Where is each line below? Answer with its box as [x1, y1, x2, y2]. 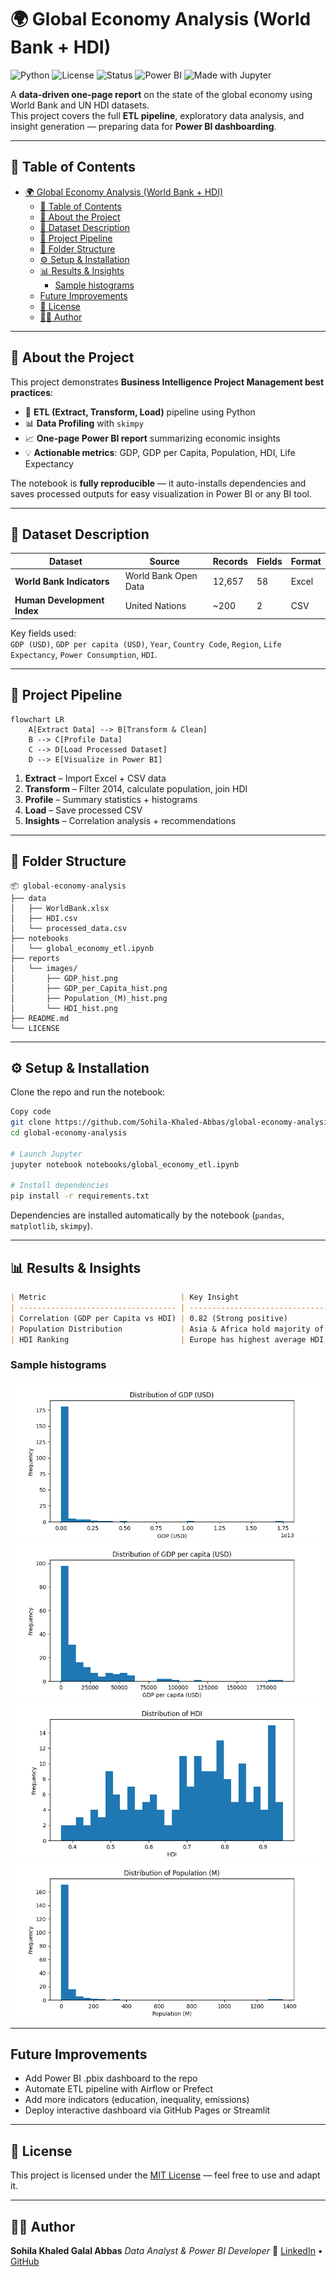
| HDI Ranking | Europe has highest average [10, 1334, 307, 1345]
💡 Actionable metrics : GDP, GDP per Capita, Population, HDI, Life [24, 446, 296, 458]
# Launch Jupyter [10, 1149, 83, 1159]
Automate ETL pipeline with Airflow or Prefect [24, 2083, 214, 2095]
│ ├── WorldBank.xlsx [10, 903, 110, 913]
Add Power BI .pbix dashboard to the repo [24, 2072, 198, 2085]
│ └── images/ [10, 963, 78, 973]
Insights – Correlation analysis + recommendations [24, 814, 237, 826]
